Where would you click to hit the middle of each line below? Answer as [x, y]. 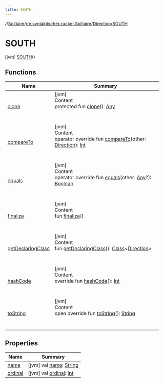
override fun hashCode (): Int [87, 281]
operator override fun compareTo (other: [100, 139]
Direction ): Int [70, 145]
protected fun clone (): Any [85, 107]
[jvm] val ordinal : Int [51, 373]
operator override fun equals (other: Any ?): [103, 178]
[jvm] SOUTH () [20, 57]
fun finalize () [69, 216]
